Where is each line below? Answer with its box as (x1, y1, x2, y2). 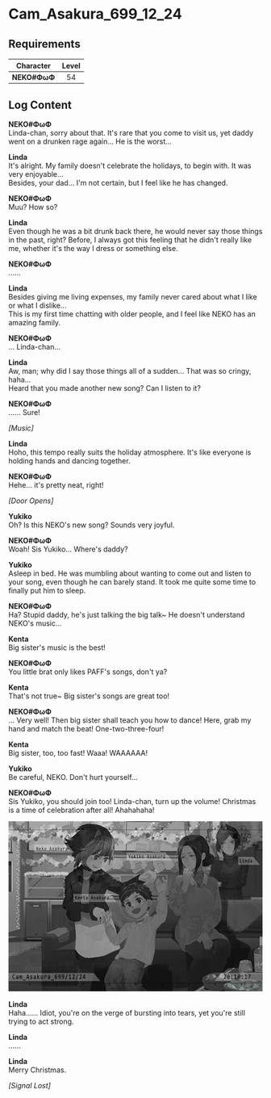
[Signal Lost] (8, 1080, 51, 1090)
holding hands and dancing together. (8, 456, 131, 466)
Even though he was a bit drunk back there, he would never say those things (8, 227, 263, 237)
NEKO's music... (8, 618, 62, 628)
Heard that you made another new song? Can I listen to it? (8, 383, 202, 393)
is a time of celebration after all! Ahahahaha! (8, 805, 155, 815)
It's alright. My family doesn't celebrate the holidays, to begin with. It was (8, 161, 252, 170)
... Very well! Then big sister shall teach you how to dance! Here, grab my (8, 715, 252, 725)
